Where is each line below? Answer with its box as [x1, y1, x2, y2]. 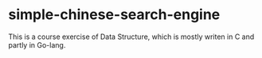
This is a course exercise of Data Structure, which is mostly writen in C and [8, 32, 255, 41]
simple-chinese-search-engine [8, 6, 221, 24]
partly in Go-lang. [8, 40, 66, 49]
